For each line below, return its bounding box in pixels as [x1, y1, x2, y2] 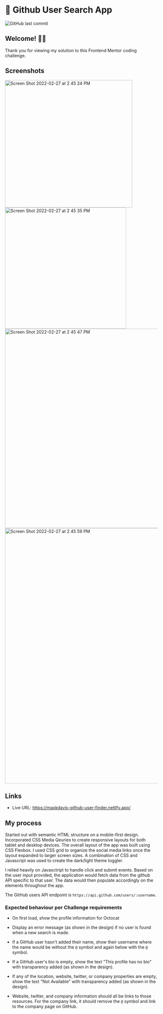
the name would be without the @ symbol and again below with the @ [12, 944, 148, 950]
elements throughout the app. [5, 883, 65, 889]
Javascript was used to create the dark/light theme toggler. [5, 858, 124, 864]
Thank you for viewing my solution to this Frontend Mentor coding [5, 47, 137, 53]
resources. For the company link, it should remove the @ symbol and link [12, 998, 156, 1004]
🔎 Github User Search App [5, 4, 113, 16]
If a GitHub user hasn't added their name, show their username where [12, 939, 152, 945]
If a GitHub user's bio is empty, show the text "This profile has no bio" [12, 959, 152, 965]
